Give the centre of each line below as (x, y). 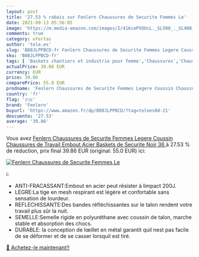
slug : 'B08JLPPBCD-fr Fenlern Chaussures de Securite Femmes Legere (92, 50)
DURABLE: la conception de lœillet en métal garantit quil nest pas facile (102, 230)
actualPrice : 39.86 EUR (36, 66)
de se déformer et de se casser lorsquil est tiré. (73, 236)
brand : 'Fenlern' (28, 105)
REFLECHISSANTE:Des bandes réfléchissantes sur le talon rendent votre (103, 205)
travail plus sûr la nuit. (41, 211)
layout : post (22, 12)
